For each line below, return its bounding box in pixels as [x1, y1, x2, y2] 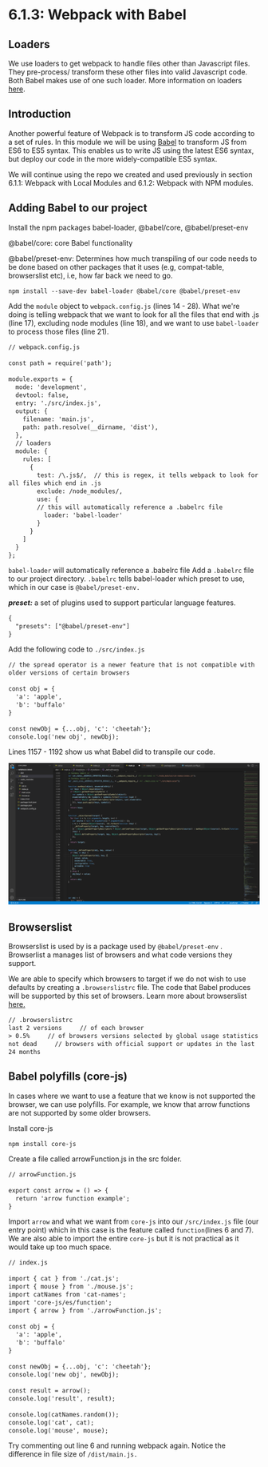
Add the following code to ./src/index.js [8, 644, 145, 654]
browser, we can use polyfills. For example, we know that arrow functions [8, 1099, 250, 1109]
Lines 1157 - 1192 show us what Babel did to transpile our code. [8, 747, 215, 756]
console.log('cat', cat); [8, 1418, 94, 1426]
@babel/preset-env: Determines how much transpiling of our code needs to [8, 254, 258, 263]
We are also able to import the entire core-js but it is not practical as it [8, 1233, 239, 1243]
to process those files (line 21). [8, 327, 109, 336]
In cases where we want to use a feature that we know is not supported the [8, 1091, 256, 1100]
